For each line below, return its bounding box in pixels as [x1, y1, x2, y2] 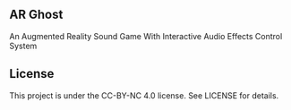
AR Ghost [9, 7, 64, 22]
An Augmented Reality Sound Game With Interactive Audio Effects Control [9, 30, 283, 41]
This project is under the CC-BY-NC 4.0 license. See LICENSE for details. [9, 89, 279, 101]
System [9, 40, 38, 51]
